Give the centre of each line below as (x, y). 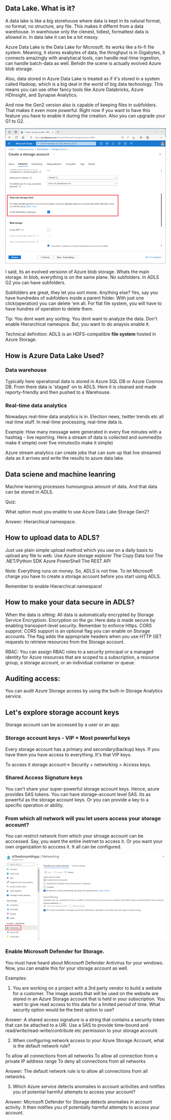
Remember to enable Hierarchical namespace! (54, 586)
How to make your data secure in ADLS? (70, 602)
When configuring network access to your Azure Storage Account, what (88, 1040)
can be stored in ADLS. (30, 492)
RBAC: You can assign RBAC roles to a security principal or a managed (79, 652)
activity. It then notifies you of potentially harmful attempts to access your (83, 1107)
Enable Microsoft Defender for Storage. (55, 952)
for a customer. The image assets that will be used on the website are (85, 993)
